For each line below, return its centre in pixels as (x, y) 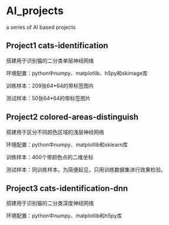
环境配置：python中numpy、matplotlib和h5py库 (64, 216)
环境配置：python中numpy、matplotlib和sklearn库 (67, 144)
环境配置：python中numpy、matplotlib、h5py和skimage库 (77, 73)
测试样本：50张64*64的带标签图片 (49, 98)
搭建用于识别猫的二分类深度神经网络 (50, 203)
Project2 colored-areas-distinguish (72, 117)
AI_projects (35, 11)
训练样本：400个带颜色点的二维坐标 (50, 157)
